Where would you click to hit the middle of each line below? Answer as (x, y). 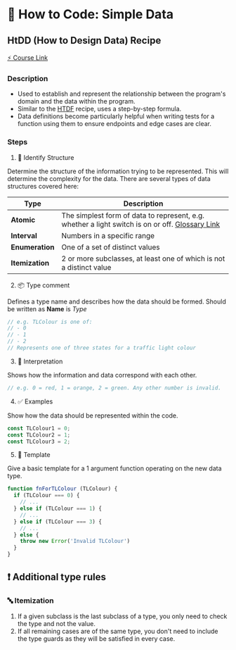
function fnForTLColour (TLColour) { (63, 489)
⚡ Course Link (27, 58)
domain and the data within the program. (76, 101)
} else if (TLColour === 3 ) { (58, 521)
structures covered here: (43, 186)
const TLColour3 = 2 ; (39, 442)
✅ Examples (35, 401)
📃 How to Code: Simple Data (91, 14)
